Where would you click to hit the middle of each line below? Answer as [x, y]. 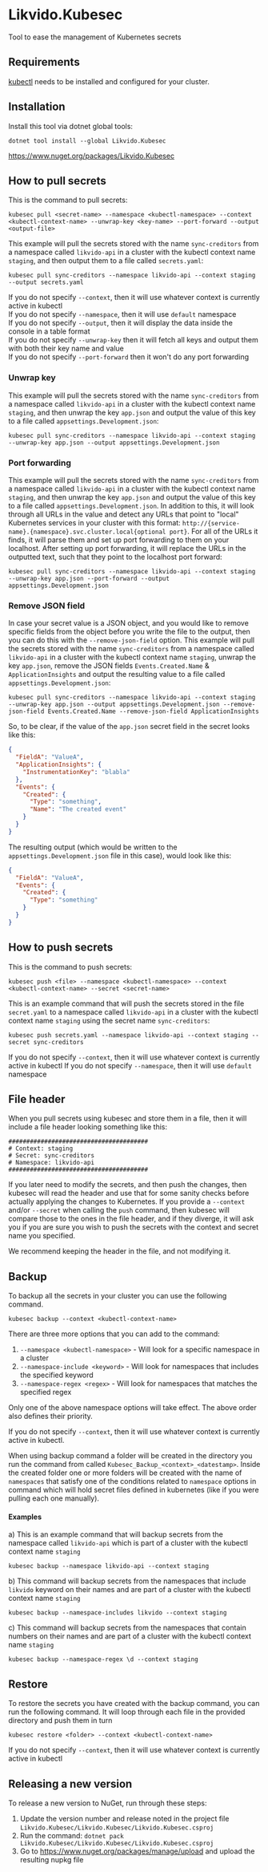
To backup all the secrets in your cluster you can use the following [118, 1296]
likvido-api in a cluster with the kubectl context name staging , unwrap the [132, 657]
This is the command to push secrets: [70, 966]
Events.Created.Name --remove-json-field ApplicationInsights [154, 711]
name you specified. [42, 1236]
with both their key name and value [66, 348]
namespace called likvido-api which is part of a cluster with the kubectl [128, 1543]
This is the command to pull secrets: [68, 200]
